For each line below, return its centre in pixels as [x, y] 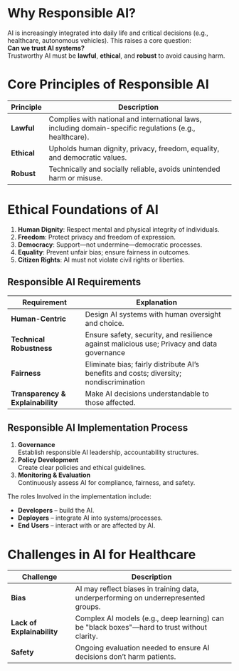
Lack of [24, 623]
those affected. [110, 402]
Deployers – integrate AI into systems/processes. [90, 518]
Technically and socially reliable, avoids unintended [134, 169]
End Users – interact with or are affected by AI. [86, 526]
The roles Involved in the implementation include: [79, 496]
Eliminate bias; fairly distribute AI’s [142, 364]
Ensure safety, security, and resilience [149, 334]
